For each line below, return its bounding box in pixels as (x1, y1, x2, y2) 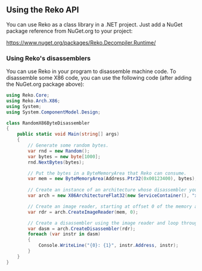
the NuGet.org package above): (6, 81, 85, 88)
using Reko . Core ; (6, 92, 50, 98)
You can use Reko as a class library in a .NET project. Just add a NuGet (6, 21, 183, 28)
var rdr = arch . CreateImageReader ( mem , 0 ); (28, 209, 138, 215)
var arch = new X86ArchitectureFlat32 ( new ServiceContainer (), (28, 193, 189, 199)
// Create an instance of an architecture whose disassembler (28, 187, 187, 193)
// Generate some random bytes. (28, 142, 109, 148)
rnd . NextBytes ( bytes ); (28, 159, 85, 165)
